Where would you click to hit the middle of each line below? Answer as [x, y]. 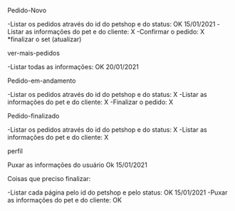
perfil [15, 151]
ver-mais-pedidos [34, 53]
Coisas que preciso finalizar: [49, 179]
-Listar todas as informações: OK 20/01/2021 [73, 67]
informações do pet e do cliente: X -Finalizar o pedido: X [90, 102]
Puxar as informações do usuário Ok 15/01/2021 [77, 165]
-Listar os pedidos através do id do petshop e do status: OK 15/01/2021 [111, 24]
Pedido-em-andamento [42, 81]
